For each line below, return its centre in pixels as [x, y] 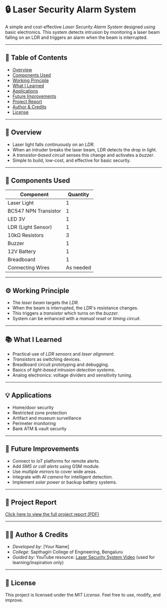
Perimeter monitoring [34, 423]
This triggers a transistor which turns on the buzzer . [66, 313]
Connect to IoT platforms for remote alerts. [56, 461]
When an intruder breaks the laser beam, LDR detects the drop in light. [85, 149]
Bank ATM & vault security [40, 428]
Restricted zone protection [40, 413]
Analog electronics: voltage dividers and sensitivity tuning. [72, 375]
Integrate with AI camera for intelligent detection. [63, 477]
